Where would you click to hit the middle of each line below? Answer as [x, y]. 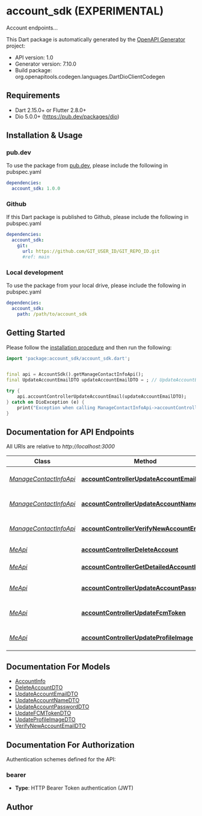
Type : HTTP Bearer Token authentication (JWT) [74, 788]
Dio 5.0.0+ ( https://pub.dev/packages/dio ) [67, 116]
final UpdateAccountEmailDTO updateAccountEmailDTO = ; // [82, 380]
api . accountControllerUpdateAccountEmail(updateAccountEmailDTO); [102, 397]
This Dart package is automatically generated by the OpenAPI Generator [96, 39]
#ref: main [36, 257]
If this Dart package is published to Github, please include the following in [97, 217]
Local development [35, 272]
